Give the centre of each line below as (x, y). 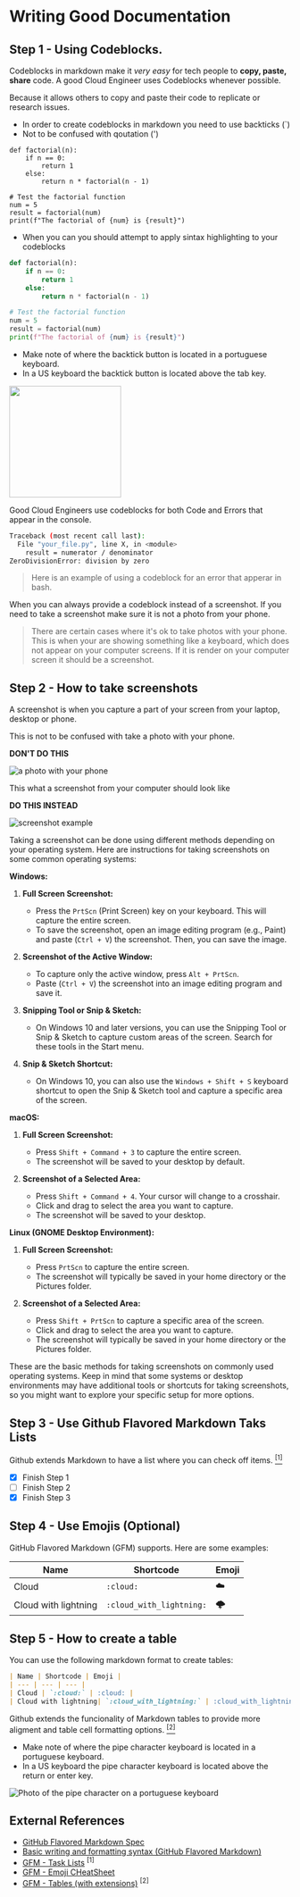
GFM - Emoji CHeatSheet (68, 1872)
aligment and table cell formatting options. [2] (92, 1728)
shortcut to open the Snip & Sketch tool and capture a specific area (159, 1091)
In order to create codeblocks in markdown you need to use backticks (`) (156, 124)
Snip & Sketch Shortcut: (67, 1064)
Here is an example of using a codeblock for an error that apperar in (156, 578)
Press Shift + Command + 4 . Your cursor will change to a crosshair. (158, 1196)
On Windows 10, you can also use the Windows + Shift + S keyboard (162, 1082)
